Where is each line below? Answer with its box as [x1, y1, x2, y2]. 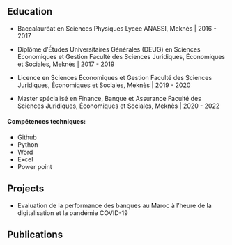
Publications [7, 229, 63, 241]
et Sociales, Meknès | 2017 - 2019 [17, 60, 115, 68]
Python [17, 140, 38, 148]
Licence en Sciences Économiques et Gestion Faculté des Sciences [17, 73, 212, 81]
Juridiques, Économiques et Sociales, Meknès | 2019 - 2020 [17, 81, 191, 89]
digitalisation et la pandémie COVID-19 [17, 208, 128, 217]
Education [7, 6, 53, 17]
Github [17, 133, 37, 141]
